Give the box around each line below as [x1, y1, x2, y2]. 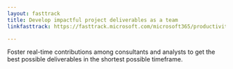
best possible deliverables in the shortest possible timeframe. [7, 55, 183, 63]
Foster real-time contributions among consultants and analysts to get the [7, 48, 216, 56]
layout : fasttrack [7, 10, 60, 17]
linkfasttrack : [7, 23, 51, 30]
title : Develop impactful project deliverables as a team [7, 17, 178, 23]
